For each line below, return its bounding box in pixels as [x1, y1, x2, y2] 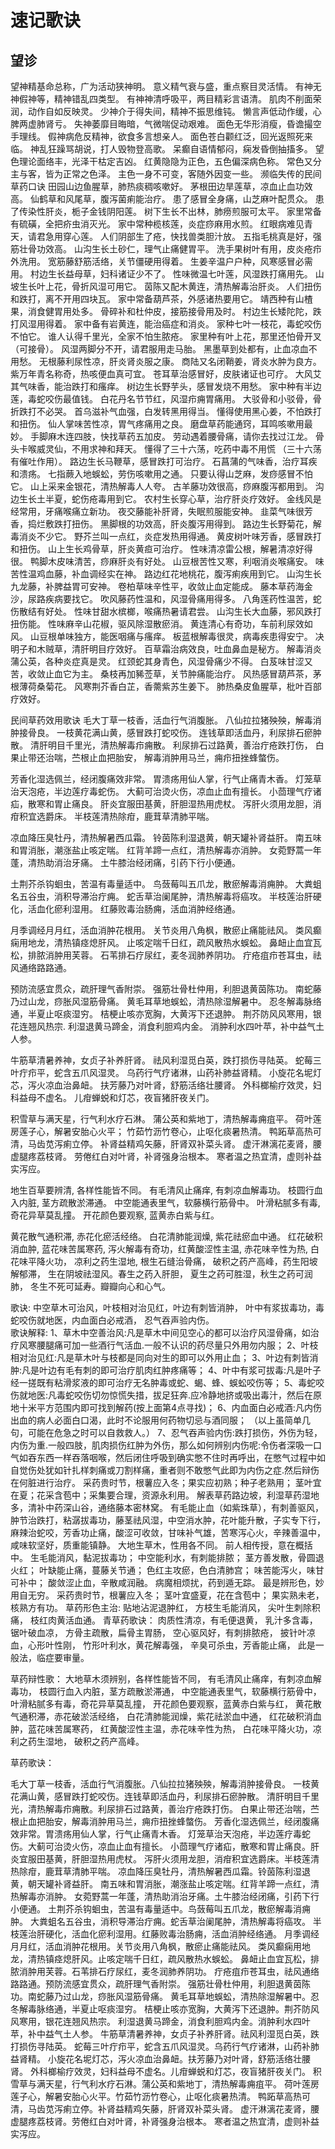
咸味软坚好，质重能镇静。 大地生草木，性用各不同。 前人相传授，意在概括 [10, 1539, 313, 1551]
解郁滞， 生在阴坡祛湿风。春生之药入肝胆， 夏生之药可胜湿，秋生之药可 [10, 1268, 305, 1280]
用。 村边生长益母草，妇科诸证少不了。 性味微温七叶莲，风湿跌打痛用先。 [10, 268, 313, 280]
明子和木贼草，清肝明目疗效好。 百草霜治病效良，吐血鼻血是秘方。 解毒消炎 [10, 643, 322, 655]
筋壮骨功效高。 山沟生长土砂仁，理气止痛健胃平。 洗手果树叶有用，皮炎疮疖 [10, 243, 322, 255]
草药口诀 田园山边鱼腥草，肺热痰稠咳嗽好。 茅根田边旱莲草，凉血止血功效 [10, 181, 313, 192]
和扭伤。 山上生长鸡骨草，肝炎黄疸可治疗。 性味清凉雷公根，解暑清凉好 [10, 543, 305, 555]
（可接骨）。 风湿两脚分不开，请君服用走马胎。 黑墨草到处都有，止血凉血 [10, 343, 309, 355]
